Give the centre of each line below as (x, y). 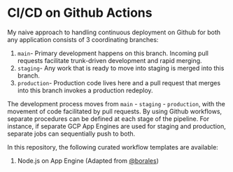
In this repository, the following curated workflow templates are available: (113, 147)
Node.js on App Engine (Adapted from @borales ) (88, 160)
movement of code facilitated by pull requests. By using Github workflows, (115, 111)
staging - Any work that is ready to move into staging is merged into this (121, 68)
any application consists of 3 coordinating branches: (83, 39)
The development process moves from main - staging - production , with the (116, 103)
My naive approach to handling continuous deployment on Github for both (114, 32)
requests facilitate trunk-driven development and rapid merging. (110, 60)
